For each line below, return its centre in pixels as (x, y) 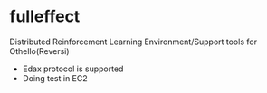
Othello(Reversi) (39, 51)
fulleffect (45, 17)
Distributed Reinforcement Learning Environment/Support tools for (133, 42)
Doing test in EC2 (55, 78)
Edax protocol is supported (73, 69)
